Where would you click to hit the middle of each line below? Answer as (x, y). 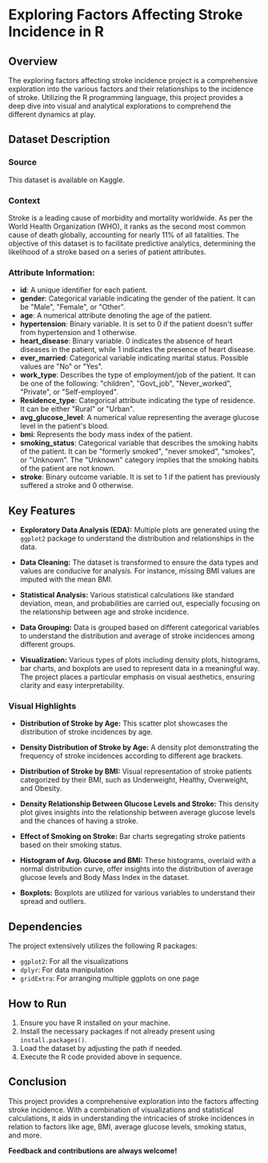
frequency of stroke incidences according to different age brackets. (131, 756)
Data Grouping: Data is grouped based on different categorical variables (140, 627)
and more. (25, 1135)
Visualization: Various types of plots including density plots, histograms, (140, 660)
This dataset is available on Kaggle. (67, 180)
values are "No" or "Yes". (61, 366)
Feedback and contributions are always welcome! (93, 1150)
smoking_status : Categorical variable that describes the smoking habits (139, 443)
